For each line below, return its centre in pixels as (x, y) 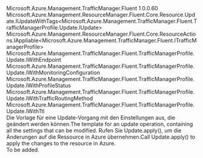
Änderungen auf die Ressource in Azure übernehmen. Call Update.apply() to (101, 137)
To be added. (23, 150)
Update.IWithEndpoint (34, 60)
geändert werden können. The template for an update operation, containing (100, 124)
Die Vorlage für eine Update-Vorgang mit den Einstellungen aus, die (91, 117)
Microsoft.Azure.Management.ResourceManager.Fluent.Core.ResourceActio (101, 34)
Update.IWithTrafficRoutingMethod (50, 98)
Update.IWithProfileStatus (39, 85)
